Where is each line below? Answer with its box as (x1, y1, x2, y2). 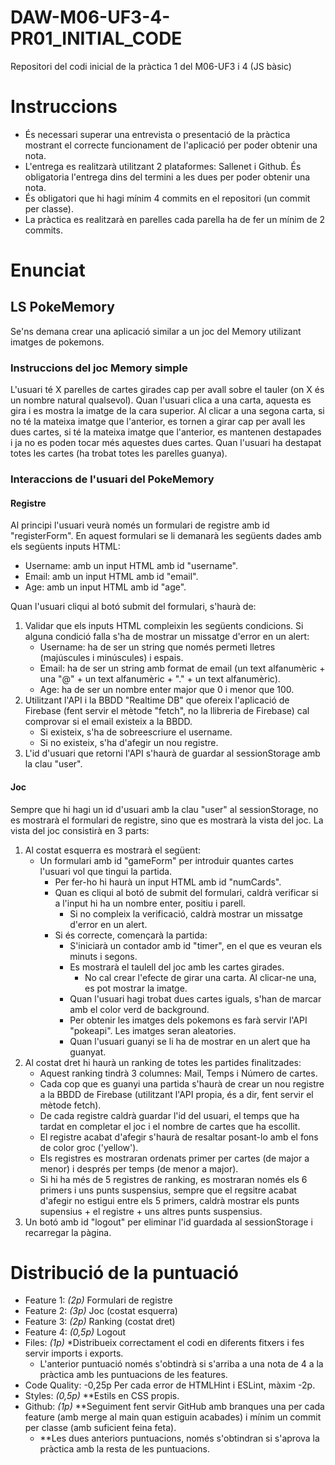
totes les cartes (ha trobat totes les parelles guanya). (10, 447, 228, 460)
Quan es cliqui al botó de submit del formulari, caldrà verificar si (54, 886, 319, 898)
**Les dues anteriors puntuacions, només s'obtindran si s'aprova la (39, 1432, 320, 1445)
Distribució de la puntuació (10, 1261, 239, 1284)
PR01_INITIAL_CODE (10, 27, 183, 50)
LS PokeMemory (10, 299, 115, 316)
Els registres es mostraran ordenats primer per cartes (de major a (39, 1152, 310, 1164)
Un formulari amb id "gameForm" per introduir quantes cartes (39, 854, 294, 866)
